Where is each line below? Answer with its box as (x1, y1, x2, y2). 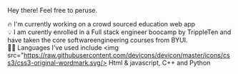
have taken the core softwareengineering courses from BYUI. (7, 36, 188, 44)
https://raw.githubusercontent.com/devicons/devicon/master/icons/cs (24, 51, 230, 59)
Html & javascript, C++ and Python (108, 58, 211, 67)
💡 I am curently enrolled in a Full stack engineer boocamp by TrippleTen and (7, 28, 232, 36)
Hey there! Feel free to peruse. (7, 6, 98, 14)
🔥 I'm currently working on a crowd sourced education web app (7, 20, 195, 28)
